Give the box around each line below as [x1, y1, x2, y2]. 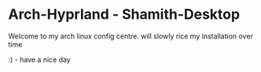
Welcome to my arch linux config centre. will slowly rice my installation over [8, 31, 253, 41]
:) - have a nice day [8, 55, 71, 64]
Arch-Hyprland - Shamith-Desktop [8, 5, 241, 23]
